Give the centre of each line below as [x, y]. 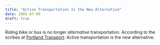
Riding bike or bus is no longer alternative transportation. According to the [80, 32]
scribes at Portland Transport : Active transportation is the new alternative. [80, 37]
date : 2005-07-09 [23, 14]
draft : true [17, 18]
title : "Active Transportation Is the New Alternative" [63, 9]
